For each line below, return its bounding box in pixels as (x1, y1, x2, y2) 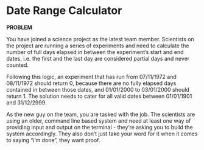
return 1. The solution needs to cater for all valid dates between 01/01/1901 (6, 92, 192, 100)
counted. (6, 61, 29, 69)
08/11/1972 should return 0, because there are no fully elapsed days (6, 80, 177, 87)
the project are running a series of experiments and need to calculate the (6, 42, 189, 49)
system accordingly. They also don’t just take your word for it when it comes (6, 130, 198, 137)
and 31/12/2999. (6, 98, 47, 106)
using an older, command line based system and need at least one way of (6, 117, 191, 124)
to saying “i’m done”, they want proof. (6, 136, 100, 143)
